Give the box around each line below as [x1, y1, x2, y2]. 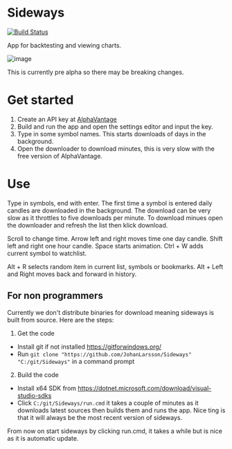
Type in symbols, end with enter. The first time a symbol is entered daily [7, 199, 213, 207]
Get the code [17, 329, 55, 337]
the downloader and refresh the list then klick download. [7, 221, 168, 229]
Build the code [17, 370, 59, 378]
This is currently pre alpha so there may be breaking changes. [7, 68, 184, 76]
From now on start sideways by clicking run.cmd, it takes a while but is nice [7, 427, 223, 435]
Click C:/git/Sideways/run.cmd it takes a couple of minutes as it [17, 398, 199, 407]
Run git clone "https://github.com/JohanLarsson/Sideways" [17, 349, 192, 358]
